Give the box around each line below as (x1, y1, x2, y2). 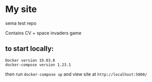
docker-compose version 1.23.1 (5, 62, 71, 67)
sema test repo (5, 20, 37, 26)
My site (5, 4, 37, 15)
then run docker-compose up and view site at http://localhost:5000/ (5, 71, 147, 77)
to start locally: (5, 44, 54, 53)
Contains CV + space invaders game (5, 30, 82, 36)
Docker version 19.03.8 (5, 58, 56, 63)
